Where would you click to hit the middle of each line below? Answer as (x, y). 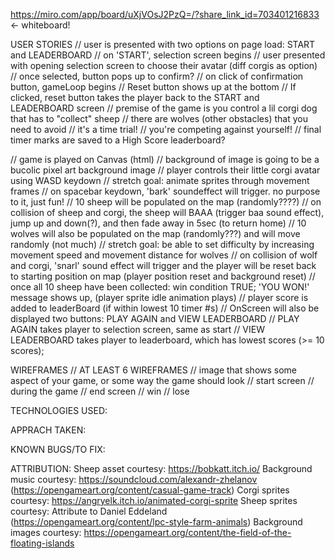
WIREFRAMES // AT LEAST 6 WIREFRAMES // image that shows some (154, 370)
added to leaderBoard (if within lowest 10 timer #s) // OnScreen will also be (165, 308)
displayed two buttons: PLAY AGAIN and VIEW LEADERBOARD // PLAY (155, 318)
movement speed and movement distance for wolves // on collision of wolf (164, 255)
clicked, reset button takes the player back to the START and (135, 97)
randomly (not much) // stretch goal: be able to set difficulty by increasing (162, 244)
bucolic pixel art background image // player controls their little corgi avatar (165, 170)
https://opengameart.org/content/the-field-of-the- (187, 532)
